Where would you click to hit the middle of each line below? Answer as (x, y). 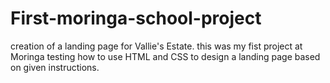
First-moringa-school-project (136, 18)
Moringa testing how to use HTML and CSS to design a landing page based (165, 56)
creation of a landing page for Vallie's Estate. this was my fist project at (156, 46)
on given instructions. (55, 67)
